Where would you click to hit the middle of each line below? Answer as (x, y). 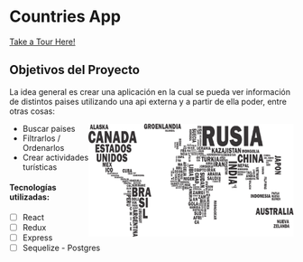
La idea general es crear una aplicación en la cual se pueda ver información (150, 91)
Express (37, 238)
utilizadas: (29, 197)
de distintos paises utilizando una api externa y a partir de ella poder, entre (148, 101)
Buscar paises (49, 128)
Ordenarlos (43, 147)
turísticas (40, 167)
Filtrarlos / (41, 138)
